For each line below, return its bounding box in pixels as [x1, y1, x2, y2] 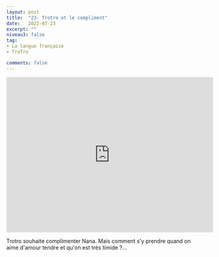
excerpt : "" [6, 26, 37, 32]
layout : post [6, 9, 40, 15]
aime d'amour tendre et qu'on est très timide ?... [6, 244, 127, 251]
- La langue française [6, 43, 64, 50]
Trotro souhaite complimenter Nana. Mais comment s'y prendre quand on [6, 237, 191, 245]
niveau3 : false [6, 32, 45, 38]
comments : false [6, 59, 48, 66]
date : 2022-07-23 [6, 20, 56, 26]
